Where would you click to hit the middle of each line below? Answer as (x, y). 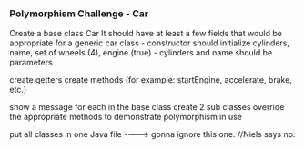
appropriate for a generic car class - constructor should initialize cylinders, (149, 43)
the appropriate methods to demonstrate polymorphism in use (126, 117)
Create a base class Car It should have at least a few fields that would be (146, 34)
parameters (31, 63)
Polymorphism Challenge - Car (79, 14)
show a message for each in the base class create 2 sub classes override (147, 107)
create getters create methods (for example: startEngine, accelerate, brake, (151, 80)
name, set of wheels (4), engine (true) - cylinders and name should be (141, 53)
